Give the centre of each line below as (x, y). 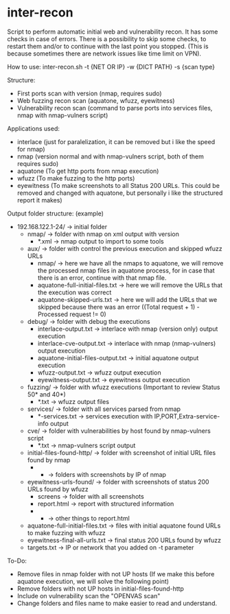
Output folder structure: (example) (56, 213)
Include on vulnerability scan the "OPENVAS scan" (89, 595)
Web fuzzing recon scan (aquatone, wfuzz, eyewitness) (96, 100)
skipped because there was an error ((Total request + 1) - (119, 307)
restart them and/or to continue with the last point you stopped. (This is (108, 46)
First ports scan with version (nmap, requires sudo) (90, 93)
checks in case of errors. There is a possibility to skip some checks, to (107, 38)
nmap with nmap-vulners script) (62, 115)
